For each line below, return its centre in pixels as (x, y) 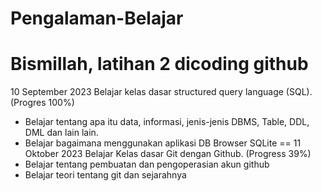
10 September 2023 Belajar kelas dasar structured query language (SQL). (161, 92)
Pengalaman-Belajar (97, 18)
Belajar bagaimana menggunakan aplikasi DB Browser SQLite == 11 (163, 143)
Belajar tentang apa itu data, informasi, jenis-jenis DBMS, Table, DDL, (167, 122)
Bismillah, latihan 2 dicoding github (159, 64)
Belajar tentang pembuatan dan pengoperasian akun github (147, 164)
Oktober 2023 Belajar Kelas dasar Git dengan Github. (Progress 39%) (168, 154)
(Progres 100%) (42, 103)
